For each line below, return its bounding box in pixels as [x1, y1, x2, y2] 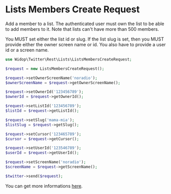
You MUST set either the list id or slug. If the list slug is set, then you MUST [5, 36, 164, 42]
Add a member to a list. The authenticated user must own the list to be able [5, 21, 164, 27]
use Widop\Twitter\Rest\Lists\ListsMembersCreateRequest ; [5, 56, 132, 62]
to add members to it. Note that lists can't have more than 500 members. [5, 26, 159, 32]
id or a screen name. [5, 47, 49, 53]
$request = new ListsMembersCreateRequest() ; [5, 66, 104, 71]
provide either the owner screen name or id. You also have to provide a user [5, 41, 166, 47]
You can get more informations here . [5, 183, 83, 189]
